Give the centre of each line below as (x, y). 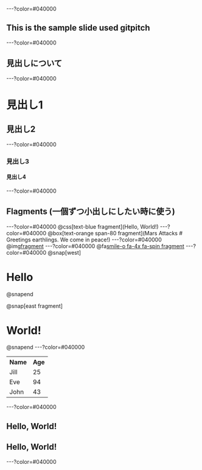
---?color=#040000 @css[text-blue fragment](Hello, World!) (83, 226)
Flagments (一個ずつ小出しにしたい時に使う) (91, 212)
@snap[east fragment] (34, 306)
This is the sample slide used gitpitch (78, 28)
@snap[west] (64, 252)
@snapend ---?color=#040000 (46, 347)
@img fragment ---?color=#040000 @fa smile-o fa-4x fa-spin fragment (95, 246)
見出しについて (34, 63)
